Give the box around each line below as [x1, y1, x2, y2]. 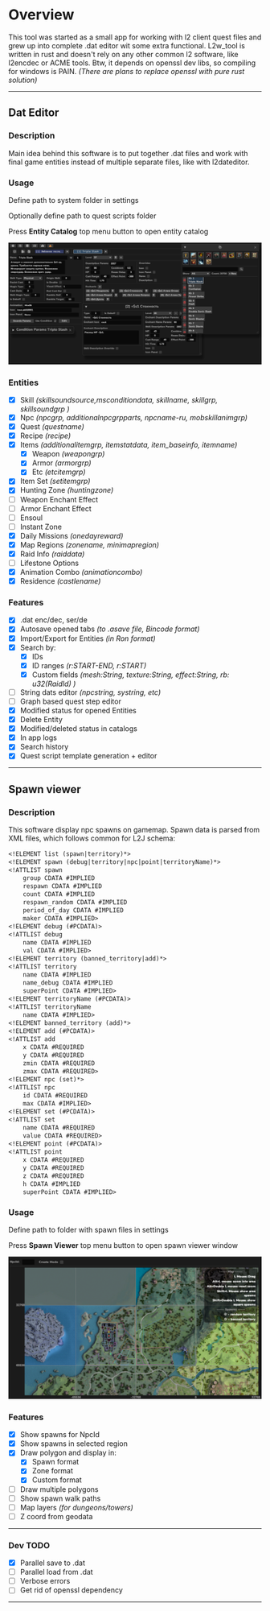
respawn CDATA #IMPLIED [22, 882, 103, 890]
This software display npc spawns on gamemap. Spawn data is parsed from [8, 825, 260, 835]
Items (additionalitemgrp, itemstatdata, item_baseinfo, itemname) [19, 440, 238, 450]
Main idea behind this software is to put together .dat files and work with [8, 148, 248, 158]
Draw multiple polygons [19, 1484, 99, 1494]
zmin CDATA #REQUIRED [22, 1060, 95, 1068]
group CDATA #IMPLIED [22, 874, 95, 882]
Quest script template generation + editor [19, 751, 157, 761]
